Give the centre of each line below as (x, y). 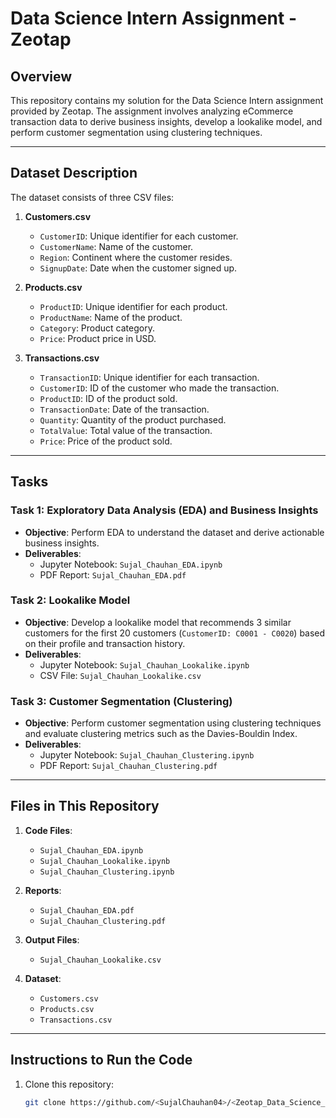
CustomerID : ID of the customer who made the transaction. (159, 388)
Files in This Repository (85, 806)
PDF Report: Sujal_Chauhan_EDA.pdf (113, 574)
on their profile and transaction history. (105, 643)
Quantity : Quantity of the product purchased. (133, 419)
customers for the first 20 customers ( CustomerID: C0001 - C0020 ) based (175, 633)
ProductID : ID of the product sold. (108, 398)
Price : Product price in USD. (98, 338)
